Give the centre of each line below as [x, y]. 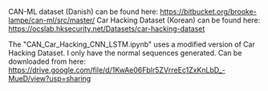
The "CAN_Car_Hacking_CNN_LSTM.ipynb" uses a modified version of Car [132, 44]
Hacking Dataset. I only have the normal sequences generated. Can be [125, 53]
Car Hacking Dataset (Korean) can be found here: [179, 20]
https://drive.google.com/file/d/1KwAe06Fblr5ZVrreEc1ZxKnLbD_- [117, 70]
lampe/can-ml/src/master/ [52, 20]
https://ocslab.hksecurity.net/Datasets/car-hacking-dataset [107, 29]
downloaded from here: [47, 61]
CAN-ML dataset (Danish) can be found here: [83, 12]
